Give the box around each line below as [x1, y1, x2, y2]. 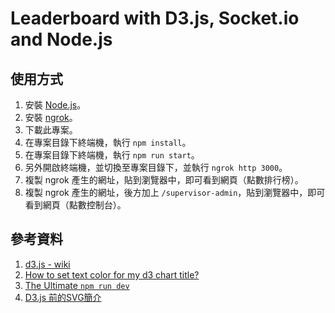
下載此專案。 [24, 124, 78, 136]
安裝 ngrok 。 [24, 112, 78, 123]
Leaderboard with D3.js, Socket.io [10, 7, 300, 30]
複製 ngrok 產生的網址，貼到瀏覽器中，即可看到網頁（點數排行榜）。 [24, 174, 304, 186]
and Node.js [10, 28, 113, 51]
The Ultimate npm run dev [24, 279, 130, 291]
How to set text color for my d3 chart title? [24, 268, 200, 281]
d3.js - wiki [24, 258, 71, 270]
